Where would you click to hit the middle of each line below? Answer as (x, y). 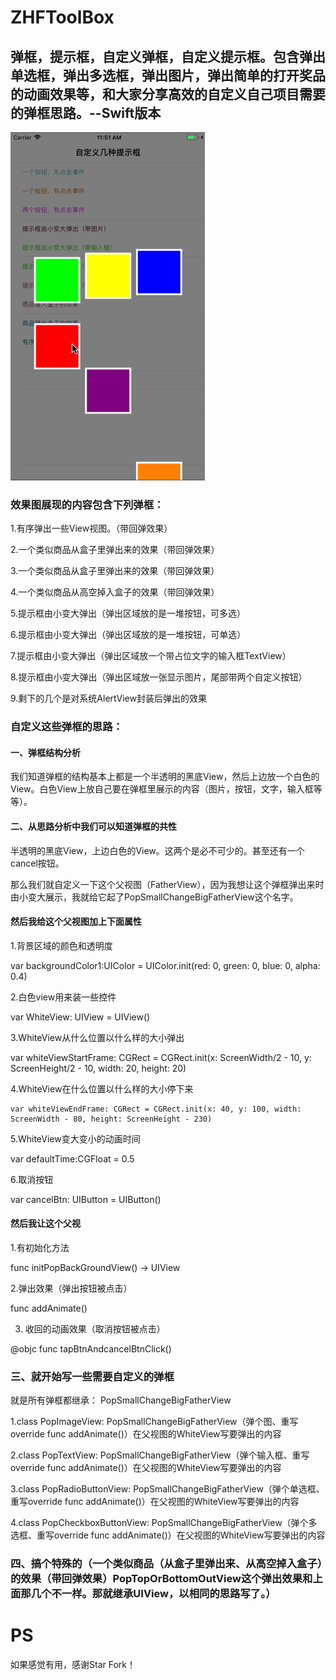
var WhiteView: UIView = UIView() (80, 1017)
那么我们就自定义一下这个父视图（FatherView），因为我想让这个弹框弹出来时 (167, 884)
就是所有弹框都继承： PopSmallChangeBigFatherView (121, 1400)
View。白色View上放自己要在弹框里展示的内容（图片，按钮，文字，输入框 (162, 789)
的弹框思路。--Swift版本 (86, 112)
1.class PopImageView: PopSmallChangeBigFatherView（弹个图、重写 (154, 1422)
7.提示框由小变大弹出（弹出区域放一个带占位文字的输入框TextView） (151, 656)
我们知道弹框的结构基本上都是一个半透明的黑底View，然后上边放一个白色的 (165, 777)
